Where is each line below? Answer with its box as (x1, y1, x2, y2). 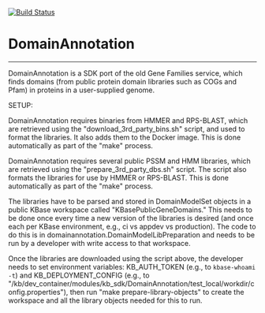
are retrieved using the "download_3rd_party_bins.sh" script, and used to (8, 124, 245, 133)
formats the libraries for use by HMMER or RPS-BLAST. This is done (8, 173, 229, 182)
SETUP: (8, 100, 33, 110)
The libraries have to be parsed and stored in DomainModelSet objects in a (8, 196, 252, 206)
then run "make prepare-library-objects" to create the (69, 287, 244, 296)
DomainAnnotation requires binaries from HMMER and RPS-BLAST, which (8, 115, 248, 125)
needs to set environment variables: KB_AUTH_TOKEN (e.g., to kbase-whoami (8, 262, 256, 271)
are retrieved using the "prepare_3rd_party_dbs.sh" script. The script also (8, 164, 247, 173)
